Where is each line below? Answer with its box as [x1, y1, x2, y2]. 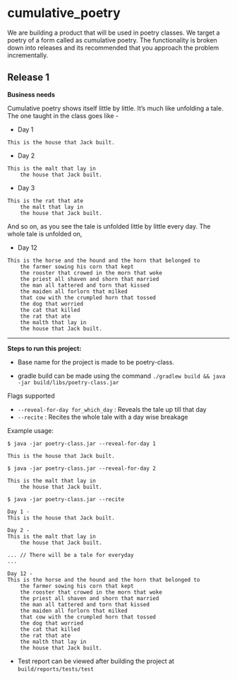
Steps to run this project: [7, 344, 82, 352]
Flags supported [7, 391, 55, 400]
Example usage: [7, 426, 54, 434]
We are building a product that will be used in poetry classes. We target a [7, 28, 220, 37]
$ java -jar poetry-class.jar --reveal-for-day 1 [7, 440, 157, 447]
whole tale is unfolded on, [7, 229, 83, 238]
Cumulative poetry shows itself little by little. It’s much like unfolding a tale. [7, 104, 224, 113]
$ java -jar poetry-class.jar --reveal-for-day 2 [7, 465, 157, 472]
